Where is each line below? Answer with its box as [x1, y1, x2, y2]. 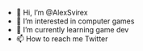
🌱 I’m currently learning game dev [15, 25, 129, 34]
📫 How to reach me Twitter [15, 34, 108, 44]
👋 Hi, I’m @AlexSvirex [15, 8, 88, 17]
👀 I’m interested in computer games [15, 16, 135, 26]
